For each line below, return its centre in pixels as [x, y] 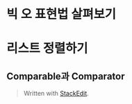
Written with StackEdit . [56, 94]
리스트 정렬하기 [47, 49]
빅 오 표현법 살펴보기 [61, 14]
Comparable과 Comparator [66, 76]
